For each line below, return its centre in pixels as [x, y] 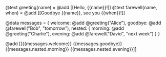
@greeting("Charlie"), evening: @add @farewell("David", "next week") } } [83, 34]
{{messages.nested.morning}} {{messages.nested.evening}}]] [71, 49]
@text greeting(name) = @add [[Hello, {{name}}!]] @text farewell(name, [81, 7]
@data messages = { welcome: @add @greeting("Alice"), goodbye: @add [83, 23]
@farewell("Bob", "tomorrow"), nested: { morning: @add [65, 28]
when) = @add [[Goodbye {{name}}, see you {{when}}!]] [65, 13]
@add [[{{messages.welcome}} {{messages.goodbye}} [64, 44]
